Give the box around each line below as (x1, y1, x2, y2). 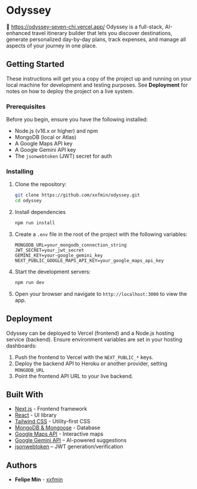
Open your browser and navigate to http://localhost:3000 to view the (14, 290, 188, 297)
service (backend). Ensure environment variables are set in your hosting (6, 335, 183, 343)
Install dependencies (14, 209, 66, 216)
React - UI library (14, 411, 57, 418)
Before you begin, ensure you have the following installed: (6, 116, 148, 123)
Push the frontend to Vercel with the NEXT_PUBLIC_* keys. (14, 353, 154, 360)
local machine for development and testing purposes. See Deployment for (6, 81, 188, 88)
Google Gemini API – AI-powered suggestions (14, 437, 127, 444)
